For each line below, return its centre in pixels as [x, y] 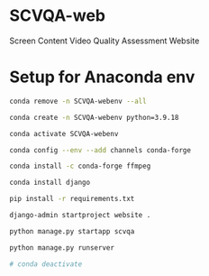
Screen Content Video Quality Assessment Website [104, 41]
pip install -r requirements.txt [72, 199]
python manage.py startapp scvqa [72, 231]
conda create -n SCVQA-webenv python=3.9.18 [94, 117]
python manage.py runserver [62, 248]
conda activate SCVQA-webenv [64, 133]
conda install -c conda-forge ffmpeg [80, 166]
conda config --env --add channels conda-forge [100, 150]
